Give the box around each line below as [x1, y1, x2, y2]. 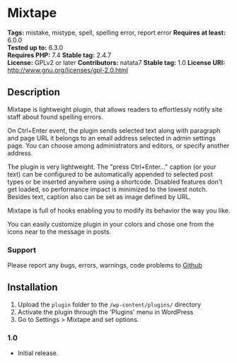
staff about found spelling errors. [7, 112, 104, 121]
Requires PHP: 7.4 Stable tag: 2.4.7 [7, 51, 112, 59]
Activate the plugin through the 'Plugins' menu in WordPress [17, 307, 194, 316]
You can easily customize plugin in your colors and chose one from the [7, 220, 214, 228]
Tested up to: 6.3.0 [7, 43, 64, 52]
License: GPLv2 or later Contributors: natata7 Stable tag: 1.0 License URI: [7, 58, 226, 66]
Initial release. [17, 349, 59, 357]
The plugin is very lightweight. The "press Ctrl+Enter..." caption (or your [7, 162, 216, 171]
